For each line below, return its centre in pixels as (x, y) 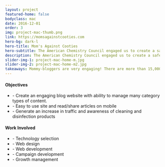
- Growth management (35, 160)
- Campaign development (38, 154)
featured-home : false (27, 14)
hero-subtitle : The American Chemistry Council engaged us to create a (80, 51)
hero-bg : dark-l (22, 42)
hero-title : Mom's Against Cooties (41, 46)
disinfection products (34, 116)
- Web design (26, 144)
